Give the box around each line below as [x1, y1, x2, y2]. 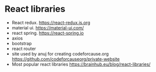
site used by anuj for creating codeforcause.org [11, 50, 109, 57]
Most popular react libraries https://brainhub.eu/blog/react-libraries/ [11, 61, 151, 67]
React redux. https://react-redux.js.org [11, 20, 90, 25]
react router [11, 46, 37, 51]
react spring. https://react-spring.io [11, 30, 84, 36]
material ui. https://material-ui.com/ [11, 24, 84, 30]
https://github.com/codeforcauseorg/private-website [11, 56, 120, 62]
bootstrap [11, 40, 32, 46]
